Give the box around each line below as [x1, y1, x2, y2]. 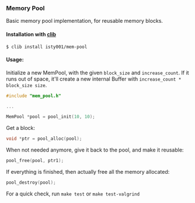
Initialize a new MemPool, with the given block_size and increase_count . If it [6, 69, 189, 76]
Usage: [6, 56, 25, 63]
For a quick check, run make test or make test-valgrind [6, 190, 140, 197]
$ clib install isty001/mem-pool [6, 44, 88, 50]
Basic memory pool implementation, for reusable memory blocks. [6, 18, 163, 25]
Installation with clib [6, 30, 57, 37]
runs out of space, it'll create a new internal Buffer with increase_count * [6, 75, 182, 82]
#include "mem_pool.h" [6, 92, 61, 99]
